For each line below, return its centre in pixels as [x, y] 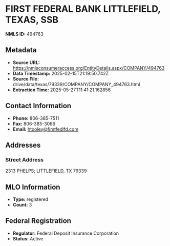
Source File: [26, 79]
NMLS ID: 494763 [24, 34]
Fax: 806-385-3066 [34, 124]
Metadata [21, 50]
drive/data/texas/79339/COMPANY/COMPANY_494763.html [76, 84]
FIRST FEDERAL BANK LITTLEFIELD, [83, 9]
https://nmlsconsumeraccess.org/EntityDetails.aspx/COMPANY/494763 [89, 68]
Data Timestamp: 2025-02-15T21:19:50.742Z [61, 73]
